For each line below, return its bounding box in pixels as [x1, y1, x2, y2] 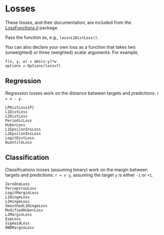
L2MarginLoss [5, 212, 32, 217]
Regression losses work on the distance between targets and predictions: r [5, 90, 159, 96]
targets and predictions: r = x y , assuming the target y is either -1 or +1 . [5, 172, 153, 178]
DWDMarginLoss [5, 225, 35, 230]
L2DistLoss [5, 114, 28, 118]
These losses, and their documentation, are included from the [5, 19, 132, 25]
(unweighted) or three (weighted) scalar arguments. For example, [5, 49, 139, 55]
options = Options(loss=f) [5, 63, 61, 68]
